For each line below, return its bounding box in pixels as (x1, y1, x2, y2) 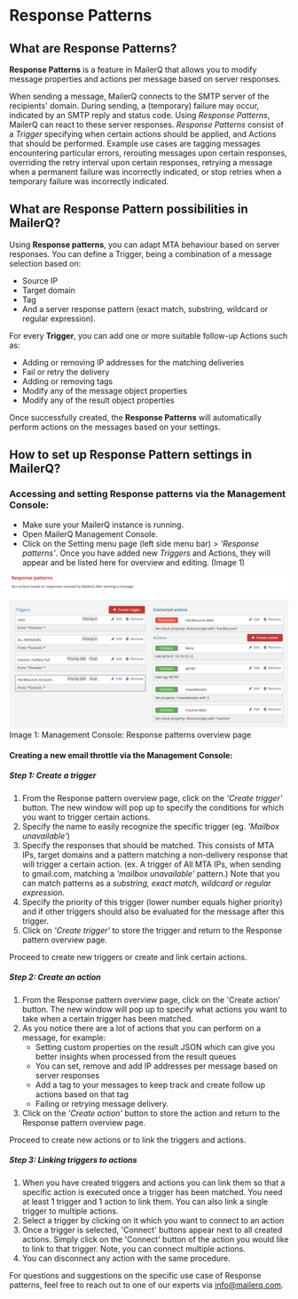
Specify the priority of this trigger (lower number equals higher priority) (21, 896, 283, 907)
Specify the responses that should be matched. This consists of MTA (21, 839, 275, 850)
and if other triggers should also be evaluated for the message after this (21, 906, 286, 917)
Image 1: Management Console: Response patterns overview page (9, 730, 252, 741)
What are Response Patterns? (9, 41, 177, 56)
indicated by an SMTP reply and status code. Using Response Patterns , (9, 110, 271, 120)
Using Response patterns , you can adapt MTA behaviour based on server (9, 239, 280, 250)
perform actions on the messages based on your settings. (9, 421, 221, 432)
